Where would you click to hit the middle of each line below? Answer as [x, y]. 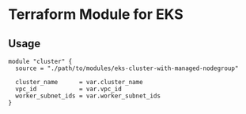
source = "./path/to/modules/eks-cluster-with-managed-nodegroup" [127, 68]
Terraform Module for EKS [96, 15]
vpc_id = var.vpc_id [69, 89]
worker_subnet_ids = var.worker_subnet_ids [88, 96]
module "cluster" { [40, 61]
